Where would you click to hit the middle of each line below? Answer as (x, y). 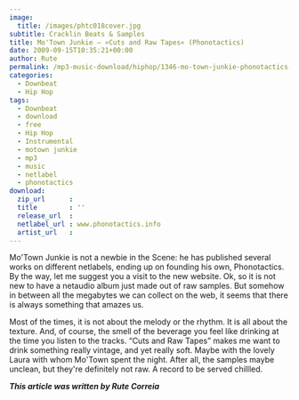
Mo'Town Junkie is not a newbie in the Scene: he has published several (140, 258)
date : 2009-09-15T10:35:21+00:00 (71, 51)
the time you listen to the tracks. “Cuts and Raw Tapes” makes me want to (145, 341)
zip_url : (45, 200)
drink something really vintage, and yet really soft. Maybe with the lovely (142, 350)
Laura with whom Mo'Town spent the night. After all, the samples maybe (142, 360)
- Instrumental (45, 141)
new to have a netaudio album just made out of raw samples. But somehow (147, 286)
